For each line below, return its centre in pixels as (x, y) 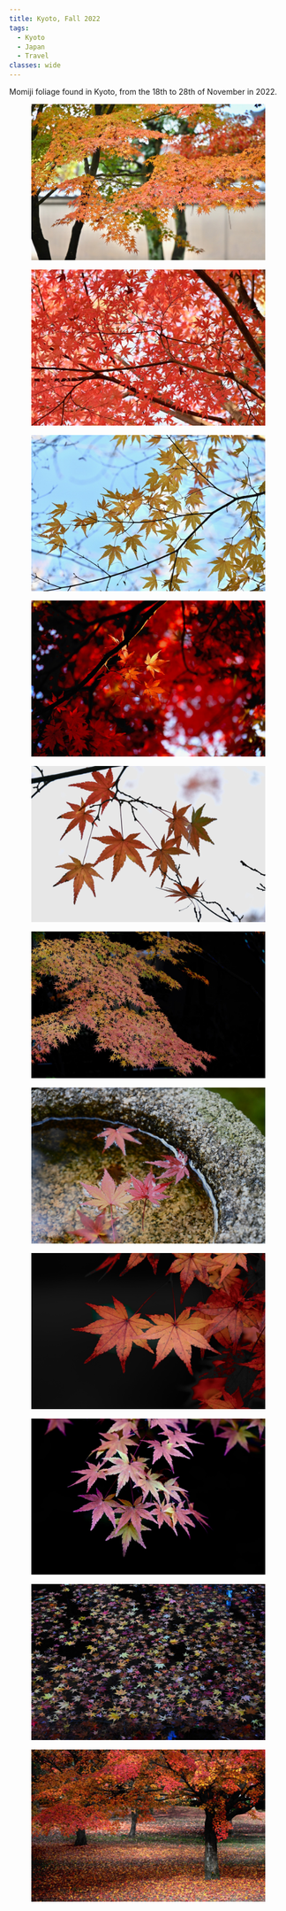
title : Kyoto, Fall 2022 (55, 19)
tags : (19, 28)
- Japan (31, 47)
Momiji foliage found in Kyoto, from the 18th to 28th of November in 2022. (143, 92)
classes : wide (35, 66)
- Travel (33, 56)
